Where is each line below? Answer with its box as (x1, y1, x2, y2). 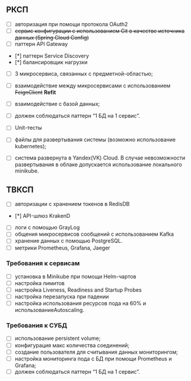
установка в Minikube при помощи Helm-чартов (14, 273, 136, 280)
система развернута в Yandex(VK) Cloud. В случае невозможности (14, 154, 186, 161)
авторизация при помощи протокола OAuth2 (14, 20, 128, 27)
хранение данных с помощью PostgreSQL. (14, 238, 123, 245)
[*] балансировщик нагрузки (14, 59, 88, 65)
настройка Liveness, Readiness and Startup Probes (14, 286, 142, 293)
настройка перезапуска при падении (14, 293, 109, 300)
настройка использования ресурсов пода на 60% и (14, 300, 147, 307)
